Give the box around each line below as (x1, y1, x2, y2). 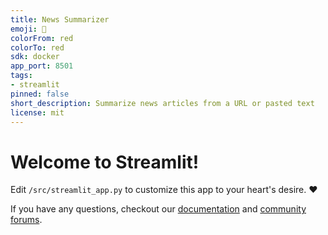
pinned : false (10, 89, 70, 99)
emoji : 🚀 (10, 24, 47, 34)
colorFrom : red (10, 33, 74, 43)
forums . (10, 214, 43, 226)
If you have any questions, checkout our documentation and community (10, 203, 307, 215)
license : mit (10, 107, 65, 118)
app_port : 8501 (10, 61, 74, 71)
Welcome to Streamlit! (10, 151, 200, 173)
